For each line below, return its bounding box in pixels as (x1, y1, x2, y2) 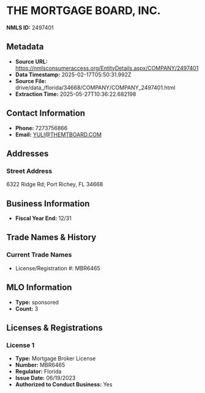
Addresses (6, 148, 49, 159)
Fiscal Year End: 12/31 (15, 215, 72, 222)
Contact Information (6, 108, 86, 119)
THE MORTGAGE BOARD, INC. (6, 4, 161, 18)
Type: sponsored (15, 298, 59, 306)
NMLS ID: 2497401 (6, 24, 54, 31)
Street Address (6, 166, 53, 175)
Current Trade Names (6, 251, 72, 259)
